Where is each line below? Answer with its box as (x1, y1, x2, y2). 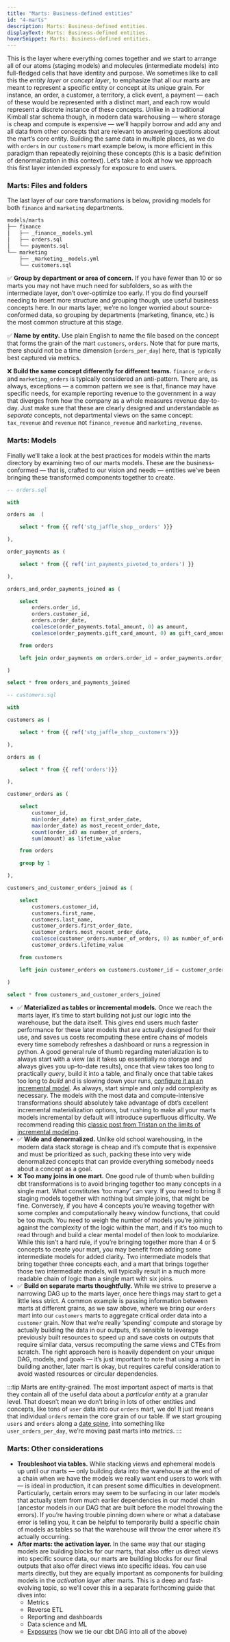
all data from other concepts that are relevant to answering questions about (7, 128, 220, 136)
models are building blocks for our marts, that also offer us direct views (16, 1547, 219, 1555)
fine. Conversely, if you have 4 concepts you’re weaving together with (16, 1201, 215, 1210)
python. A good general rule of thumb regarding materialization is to (16, 1048, 209, 1056)
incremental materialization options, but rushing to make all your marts (16, 1106, 216, 1114)
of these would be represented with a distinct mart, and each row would (7, 98, 210, 106)
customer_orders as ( (7, 790, 69, 798)
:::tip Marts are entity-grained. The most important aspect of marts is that (7, 1383, 214, 1392)
